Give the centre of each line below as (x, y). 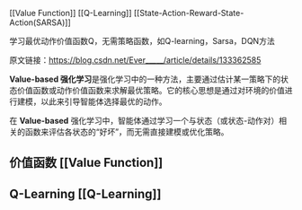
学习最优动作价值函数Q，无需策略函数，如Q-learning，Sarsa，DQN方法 (142, 41)
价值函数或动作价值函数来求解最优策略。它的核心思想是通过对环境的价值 (151, 90)
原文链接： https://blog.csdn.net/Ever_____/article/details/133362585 (135, 60)
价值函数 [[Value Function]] (86, 163)
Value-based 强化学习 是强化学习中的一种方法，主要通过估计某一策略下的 (145, 79)
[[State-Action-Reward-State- (189, 13)
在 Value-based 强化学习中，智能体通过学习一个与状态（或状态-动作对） (144, 121)
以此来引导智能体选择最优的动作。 (103, 101)
